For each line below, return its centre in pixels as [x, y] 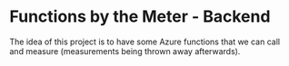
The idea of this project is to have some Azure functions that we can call [144, 42]
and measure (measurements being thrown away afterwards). [125, 51]
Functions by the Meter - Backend [140, 17]
